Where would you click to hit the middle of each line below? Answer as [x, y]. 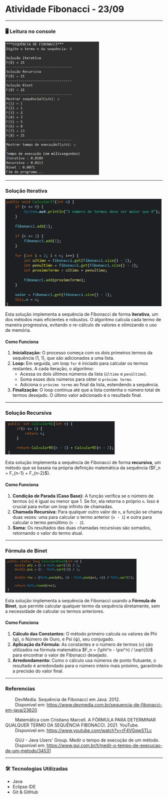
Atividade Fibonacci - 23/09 [65, 9]
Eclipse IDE [24, 787]
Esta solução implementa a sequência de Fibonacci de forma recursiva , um [83, 463]
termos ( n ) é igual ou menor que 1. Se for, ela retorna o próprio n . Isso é [86, 501]
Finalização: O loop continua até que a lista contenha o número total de [86, 390]
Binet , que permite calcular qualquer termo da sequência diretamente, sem [82, 606]
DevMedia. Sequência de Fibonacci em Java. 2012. [67, 699]
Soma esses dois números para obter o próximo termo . [76, 379]
